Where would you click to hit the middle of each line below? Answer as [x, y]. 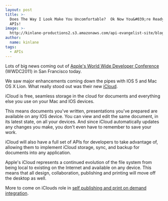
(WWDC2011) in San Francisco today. [43, 71]
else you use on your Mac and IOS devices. [50, 101]
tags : [11, 47]
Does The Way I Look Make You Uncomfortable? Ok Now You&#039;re [80, 19]
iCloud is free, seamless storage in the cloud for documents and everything [83, 96]
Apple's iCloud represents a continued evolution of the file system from [79, 162]
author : [13, 38]
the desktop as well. [26, 178]
